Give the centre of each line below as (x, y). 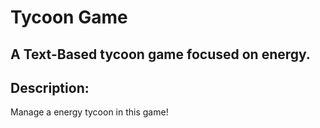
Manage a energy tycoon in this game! (89, 112)
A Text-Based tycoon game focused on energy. (160, 54)
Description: (50, 87)
